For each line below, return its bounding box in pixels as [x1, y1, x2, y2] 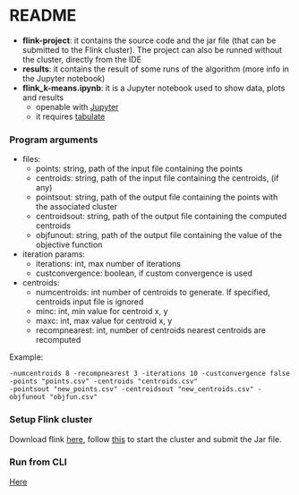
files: [21, 154, 41, 165]
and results [21, 91, 64, 103]
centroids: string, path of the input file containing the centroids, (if [35, 173, 279, 183]
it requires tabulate [35, 111, 106, 122]
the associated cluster [35, 201, 118, 212]
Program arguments [9, 133, 98, 146]
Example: [9, 352, 44, 363]
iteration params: [21, 249, 85, 260]
